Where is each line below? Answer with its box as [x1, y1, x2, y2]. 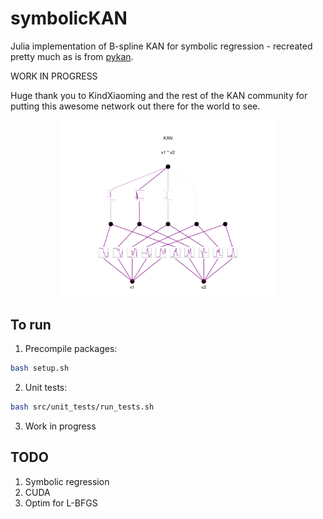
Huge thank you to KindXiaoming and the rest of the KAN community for [10, 89, 308, 101]
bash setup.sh [10, 363, 70, 373]
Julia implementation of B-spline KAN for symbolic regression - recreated [10, 40, 313, 52]
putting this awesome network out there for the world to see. [10, 100, 261, 112]
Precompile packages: [24, 342, 118, 354]
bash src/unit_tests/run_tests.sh [10, 402, 155, 412]
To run [10, 316, 52, 333]
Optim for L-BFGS [24, 497, 98, 509]
